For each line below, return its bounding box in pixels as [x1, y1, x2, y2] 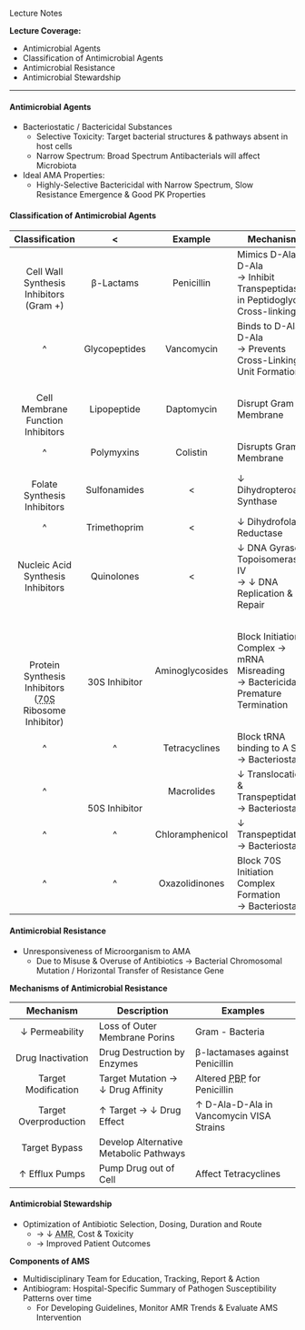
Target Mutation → [98, 1072, 179, 1084]
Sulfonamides [85, 484, 145, 497]
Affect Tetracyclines [194, 1167, 281, 1180]
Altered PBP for [194, 1072, 261, 1084]
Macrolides [167, 785, 216, 798]
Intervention [35, 1312, 82, 1323]
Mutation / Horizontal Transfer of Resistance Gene [35, 964, 224, 976]
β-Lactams [90, 277, 139, 289]
